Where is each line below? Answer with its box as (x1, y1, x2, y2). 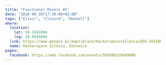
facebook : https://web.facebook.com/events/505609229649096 (9, 52, 136, 58)
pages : (5, 48, 19, 53)
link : (9, 39, 21, 44)
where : (5, 21, 19, 26)
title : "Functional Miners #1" (5, 7, 70, 12)
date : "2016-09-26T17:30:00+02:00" (5, 12, 79, 17)
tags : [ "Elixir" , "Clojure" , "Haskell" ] (5, 16, 90, 21)
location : (9, 25, 30, 30)
